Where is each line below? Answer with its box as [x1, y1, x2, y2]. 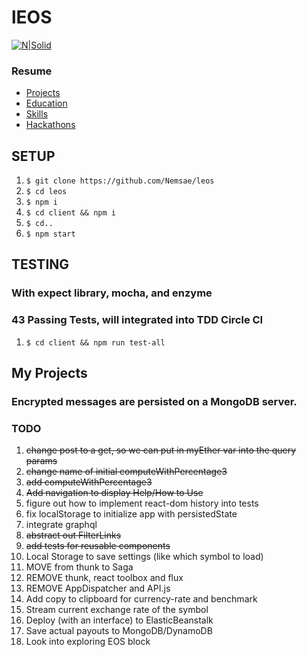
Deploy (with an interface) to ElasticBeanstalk [25, 614, 214, 626]
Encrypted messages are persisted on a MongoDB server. [11, 394, 298, 408]
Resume [11, 64, 53, 78]
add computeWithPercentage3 [25, 476, 153, 488]
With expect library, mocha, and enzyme [11, 286, 213, 300]
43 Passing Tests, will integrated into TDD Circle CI [11, 313, 264, 327]
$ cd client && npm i [25, 208, 116, 218]
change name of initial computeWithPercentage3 [25, 466, 228, 478]
